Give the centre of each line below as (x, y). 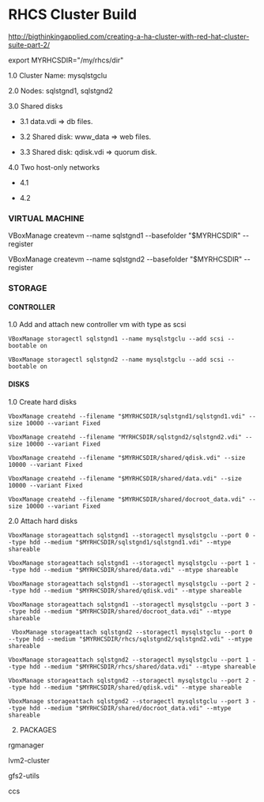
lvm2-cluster (29, 760)
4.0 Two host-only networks (54, 167)
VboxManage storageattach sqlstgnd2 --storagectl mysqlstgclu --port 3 (128, 701)
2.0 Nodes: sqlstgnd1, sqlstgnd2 (60, 90)
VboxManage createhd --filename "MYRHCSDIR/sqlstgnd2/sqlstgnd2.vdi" (125, 437)
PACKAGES (38, 729)
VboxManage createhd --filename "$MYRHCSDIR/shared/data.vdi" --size (125, 478)
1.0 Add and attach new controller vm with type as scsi (97, 325)
